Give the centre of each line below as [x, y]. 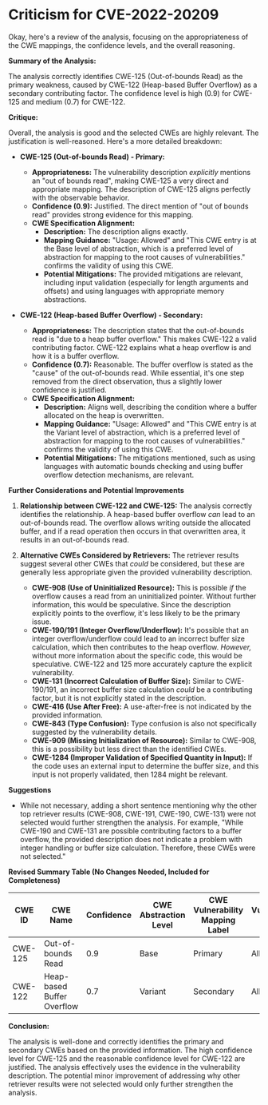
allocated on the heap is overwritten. [104, 415]
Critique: [23, 117]
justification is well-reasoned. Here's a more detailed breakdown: [115, 141]
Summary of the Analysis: [53, 61]
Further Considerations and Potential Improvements [97, 490]
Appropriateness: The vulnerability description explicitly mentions [141, 172]
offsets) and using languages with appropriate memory [134, 291]
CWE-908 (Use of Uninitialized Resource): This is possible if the [139, 587]
